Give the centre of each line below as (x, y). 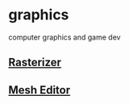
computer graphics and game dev (64, 37)
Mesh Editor (40, 90)
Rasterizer (35, 62)
